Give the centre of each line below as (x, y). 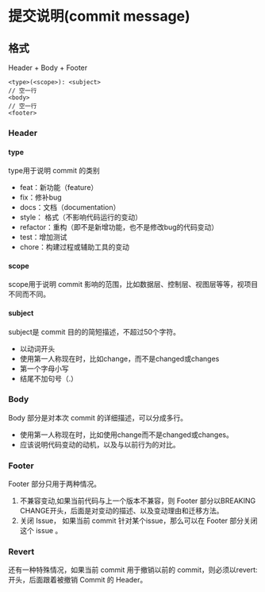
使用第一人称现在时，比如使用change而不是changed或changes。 (127, 435)
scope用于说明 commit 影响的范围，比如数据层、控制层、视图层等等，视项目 (133, 284)
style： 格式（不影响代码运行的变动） (81, 217)
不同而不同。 (29, 294)
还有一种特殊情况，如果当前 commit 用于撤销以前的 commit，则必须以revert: (133, 570)
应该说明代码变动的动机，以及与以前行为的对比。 (100, 444)
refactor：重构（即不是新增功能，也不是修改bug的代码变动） (119, 227)
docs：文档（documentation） (70, 207)
